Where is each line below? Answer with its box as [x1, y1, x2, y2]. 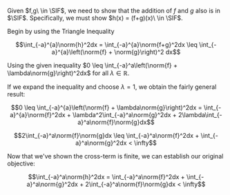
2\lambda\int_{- [178, 111, 222, 119]
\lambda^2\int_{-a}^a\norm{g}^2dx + [72, 111, 178, 119]
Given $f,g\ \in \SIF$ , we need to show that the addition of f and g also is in [7, 7, 221, 14]
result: [7, 90, 26, 98]
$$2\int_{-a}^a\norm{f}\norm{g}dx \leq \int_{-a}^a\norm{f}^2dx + [13, 132, 200, 139]
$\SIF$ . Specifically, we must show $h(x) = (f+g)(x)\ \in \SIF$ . [7, 14, 183, 22]
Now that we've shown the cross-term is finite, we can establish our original [7, 152, 224, 160]
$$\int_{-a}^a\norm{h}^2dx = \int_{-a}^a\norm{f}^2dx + [28, 173, 185, 181]
